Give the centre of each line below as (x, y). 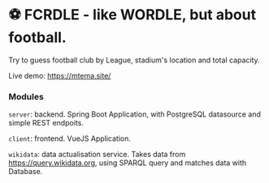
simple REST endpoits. (46, 123)
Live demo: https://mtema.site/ (60, 75)
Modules (26, 96)
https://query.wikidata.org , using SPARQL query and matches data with (128, 163)
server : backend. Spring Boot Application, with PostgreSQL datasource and (135, 114)
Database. (26, 172)
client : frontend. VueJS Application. (70, 138)
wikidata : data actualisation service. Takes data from (97, 155)
